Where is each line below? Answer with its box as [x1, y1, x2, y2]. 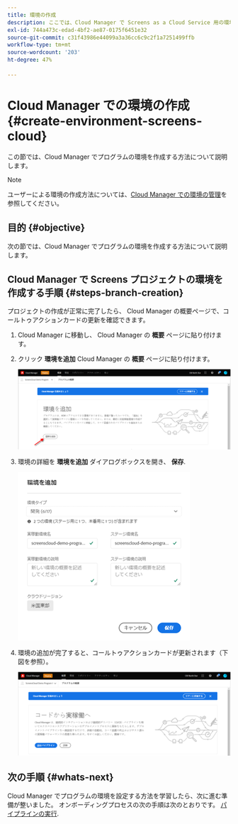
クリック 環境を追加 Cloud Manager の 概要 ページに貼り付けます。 [17, 355, 214, 363]
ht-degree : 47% [7, 57, 52, 64]
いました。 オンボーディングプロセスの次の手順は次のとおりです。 [25, 800, 220, 808]
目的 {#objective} [7, 222, 86, 234]
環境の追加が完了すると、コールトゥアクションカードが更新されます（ [17, 649, 222, 657]
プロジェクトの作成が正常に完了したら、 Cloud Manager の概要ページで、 [7, 307, 223, 316]
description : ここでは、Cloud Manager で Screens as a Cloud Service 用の [7, 18, 225, 26]
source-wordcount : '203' [7, 49, 81, 56]
